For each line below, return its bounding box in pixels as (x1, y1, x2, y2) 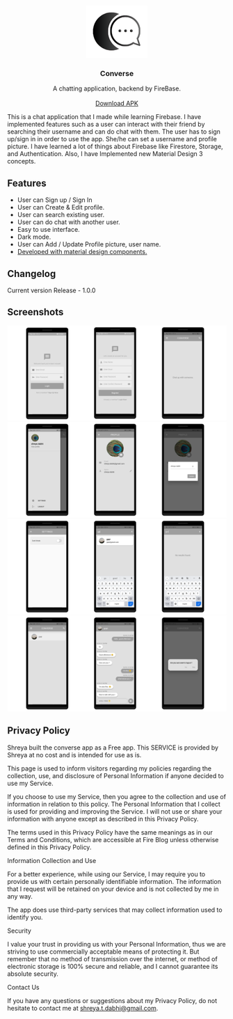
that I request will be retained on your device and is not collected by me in (7, 885, 219, 893)
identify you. (7, 913, 43, 921)
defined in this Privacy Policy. (7, 843, 92, 851)
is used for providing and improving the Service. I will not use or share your (7, 807, 223, 816)
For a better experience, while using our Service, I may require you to (7, 869, 206, 878)
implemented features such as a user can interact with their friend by (7, 120, 205, 129)
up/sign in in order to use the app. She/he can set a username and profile (7, 135, 218, 143)
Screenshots (7, 306, 64, 318)
